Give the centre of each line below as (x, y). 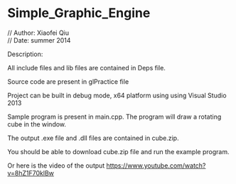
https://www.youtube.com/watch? (156, 166)
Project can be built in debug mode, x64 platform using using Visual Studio (117, 95)
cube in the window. (37, 124)
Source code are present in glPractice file (68, 81)
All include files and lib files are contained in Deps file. (86, 67)
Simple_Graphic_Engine (79, 13)
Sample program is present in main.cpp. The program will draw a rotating (114, 117)
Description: (25, 54)
